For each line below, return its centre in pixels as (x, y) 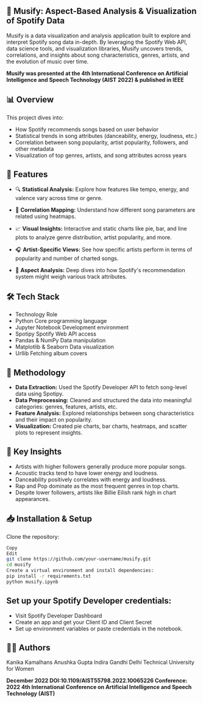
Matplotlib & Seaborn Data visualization (65, 347)
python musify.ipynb (33, 582)
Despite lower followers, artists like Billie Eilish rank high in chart (96, 492)
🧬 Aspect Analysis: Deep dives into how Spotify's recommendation (100, 270)
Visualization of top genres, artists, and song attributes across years (101, 155)
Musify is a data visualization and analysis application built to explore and (98, 35)
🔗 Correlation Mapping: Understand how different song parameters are (105, 210)
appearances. (32, 499)
